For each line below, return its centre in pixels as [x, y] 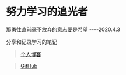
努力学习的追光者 [47, 12]
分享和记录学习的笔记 [32, 42]
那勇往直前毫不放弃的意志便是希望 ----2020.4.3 [63, 29]
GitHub [29, 66]
